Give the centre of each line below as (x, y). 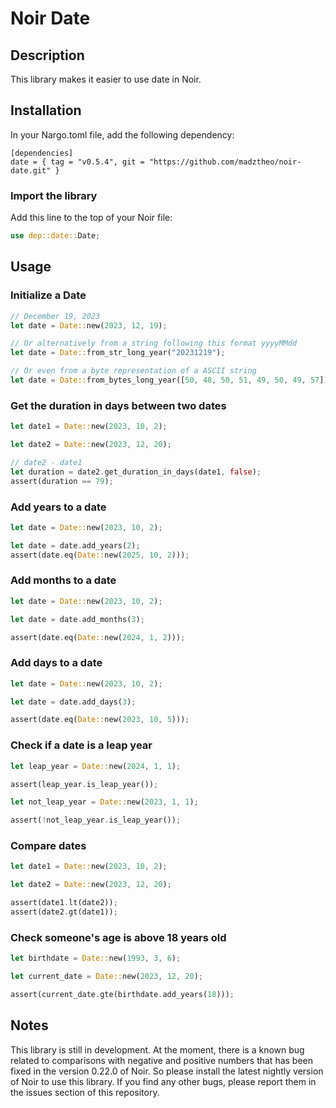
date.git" (31, 170)
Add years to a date (58, 507)
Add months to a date (63, 580)
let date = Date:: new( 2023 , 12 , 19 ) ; (89, 325)
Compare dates (48, 846)
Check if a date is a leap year (81, 745)
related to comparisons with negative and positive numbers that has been (162, 1060)
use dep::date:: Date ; (55, 236)
